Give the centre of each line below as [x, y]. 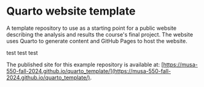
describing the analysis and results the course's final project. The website [100, 34]
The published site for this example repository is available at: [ [85, 64]
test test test [22, 52]
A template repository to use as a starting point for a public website [92, 28]
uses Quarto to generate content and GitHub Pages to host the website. [97, 41]
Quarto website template [71, 11]
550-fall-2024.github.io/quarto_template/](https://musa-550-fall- [88, 71]
